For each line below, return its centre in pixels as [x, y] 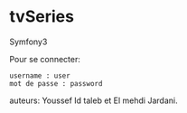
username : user [40, 75]
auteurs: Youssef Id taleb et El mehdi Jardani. [93, 100]
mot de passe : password [56, 83]
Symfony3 [28, 42]
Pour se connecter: [45, 59]
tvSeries [42, 17]
